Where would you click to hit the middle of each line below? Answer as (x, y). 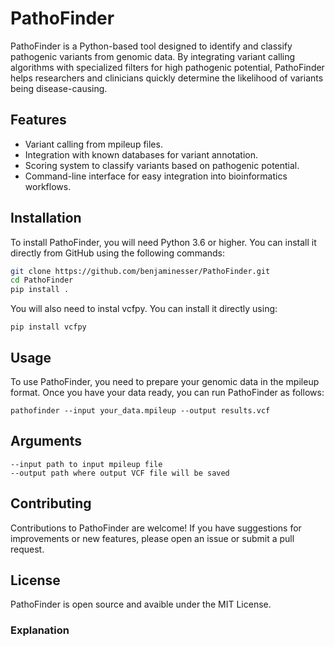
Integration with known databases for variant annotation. (141, 154)
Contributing (51, 503)
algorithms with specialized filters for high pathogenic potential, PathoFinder (167, 67)
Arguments (46, 441)
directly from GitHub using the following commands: (118, 253)
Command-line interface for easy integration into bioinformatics (156, 176)
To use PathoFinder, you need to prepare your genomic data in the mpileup (165, 381)
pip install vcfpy (48, 327)
